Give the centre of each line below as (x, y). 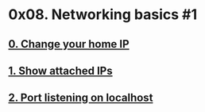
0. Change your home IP (69, 44)
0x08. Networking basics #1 (103, 15)
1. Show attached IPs (60, 70)
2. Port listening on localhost (81, 98)
